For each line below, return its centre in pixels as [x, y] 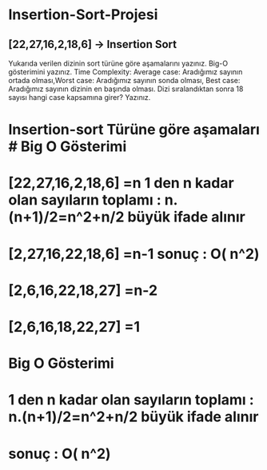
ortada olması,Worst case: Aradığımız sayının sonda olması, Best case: [124, 80]
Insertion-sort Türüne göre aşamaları [134, 130]
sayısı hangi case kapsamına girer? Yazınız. [80, 97]
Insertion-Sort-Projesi [83, 15]
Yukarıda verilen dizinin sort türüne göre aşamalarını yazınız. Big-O [118, 63]
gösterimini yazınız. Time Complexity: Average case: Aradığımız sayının [126, 72]
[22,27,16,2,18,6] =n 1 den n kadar [121, 183]
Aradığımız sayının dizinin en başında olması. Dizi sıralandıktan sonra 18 [126, 89]
